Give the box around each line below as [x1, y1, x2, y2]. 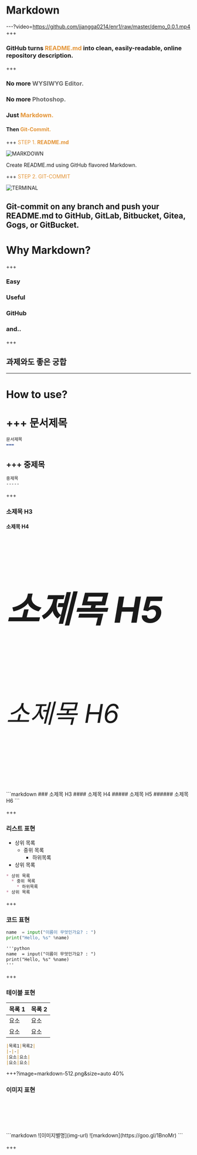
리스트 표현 [6, 825, 36, 833]
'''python [6, 946, 30, 952]
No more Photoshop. [6, 95, 66, 104]
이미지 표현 [6, 1086, 36, 1094]
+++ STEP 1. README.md [6, 139, 69, 146]
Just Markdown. [6, 111, 54, 119]
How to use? [6, 388, 68, 401]
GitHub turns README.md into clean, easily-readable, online [6, 44, 182, 52]
